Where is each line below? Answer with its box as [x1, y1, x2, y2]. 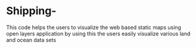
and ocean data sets [6, 36, 57, 43]
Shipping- [6, 4, 57, 18]
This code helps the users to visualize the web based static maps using [6, 24, 182, 31]
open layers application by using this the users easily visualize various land [6, 30, 191, 37]
